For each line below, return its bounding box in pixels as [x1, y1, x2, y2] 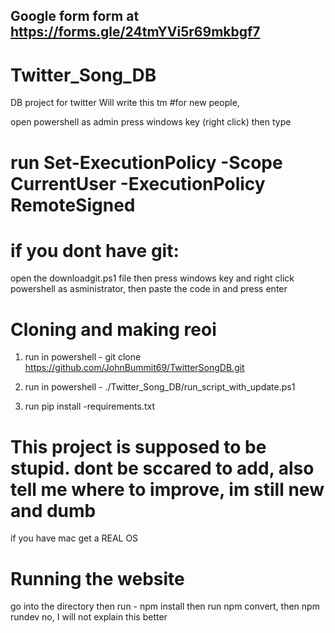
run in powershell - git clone [24, 351, 142, 363]
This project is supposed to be [10, 435, 267, 458]
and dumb [10, 499, 97, 522]
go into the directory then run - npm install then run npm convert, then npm [10, 600, 320, 613]
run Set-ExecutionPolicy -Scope [10, 151, 283, 174]
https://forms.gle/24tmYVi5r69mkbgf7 [10, 24, 261, 41]
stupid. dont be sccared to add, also [10, 457, 315, 479]
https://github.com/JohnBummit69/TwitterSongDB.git [24, 362, 245, 374]
